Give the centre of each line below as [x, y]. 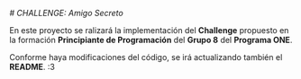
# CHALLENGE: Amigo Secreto [66, 13]
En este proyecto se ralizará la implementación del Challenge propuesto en [149, 30]
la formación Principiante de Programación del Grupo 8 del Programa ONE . [151, 40]
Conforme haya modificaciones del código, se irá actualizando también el [146, 57]
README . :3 [32, 67]
